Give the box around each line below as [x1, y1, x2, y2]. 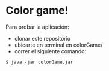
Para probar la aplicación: [5, 23, 70, 30]
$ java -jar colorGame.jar [5, 59, 73, 65]
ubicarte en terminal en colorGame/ [14, 41, 103, 48]
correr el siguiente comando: [14, 47, 87, 54]
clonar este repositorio [14, 35, 70, 42]
